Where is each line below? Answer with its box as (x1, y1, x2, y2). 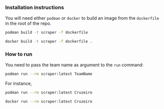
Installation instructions (5, 4, 64, 11)
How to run (5, 51, 32, 57)
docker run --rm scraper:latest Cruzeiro (5, 99, 93, 104)
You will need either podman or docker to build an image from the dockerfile (5, 15, 160, 21)
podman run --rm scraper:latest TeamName (5, 71, 93, 77)
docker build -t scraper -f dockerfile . (5, 39, 93, 44)
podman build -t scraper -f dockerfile (5, 30, 88, 35)
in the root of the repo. (5, 20, 51, 26)
